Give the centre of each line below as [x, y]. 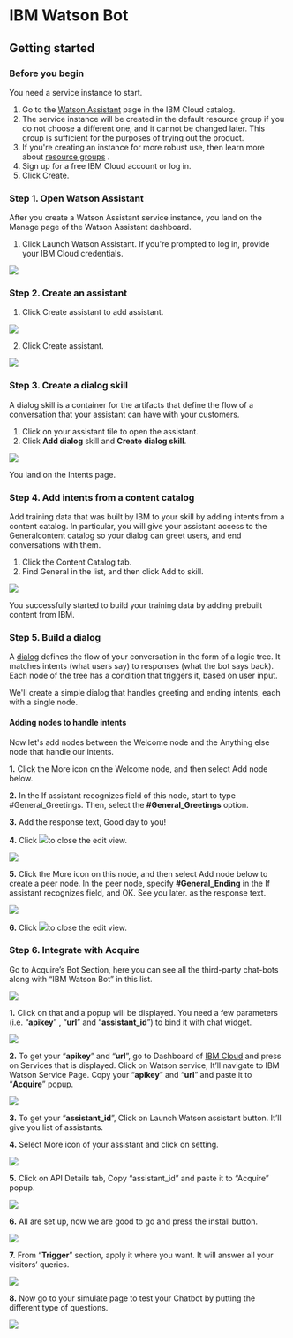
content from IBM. [42, 615]
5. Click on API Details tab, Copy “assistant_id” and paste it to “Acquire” [139, 1178]
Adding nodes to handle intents [68, 722]
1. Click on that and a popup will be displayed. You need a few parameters [143, 1012]
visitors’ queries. [39, 1264]
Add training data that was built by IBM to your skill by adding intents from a [147, 517]
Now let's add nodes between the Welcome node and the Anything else [139, 742]
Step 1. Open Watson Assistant [76, 198]
